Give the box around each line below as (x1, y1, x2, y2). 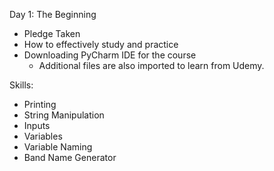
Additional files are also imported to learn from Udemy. (38, 60, 265, 71)
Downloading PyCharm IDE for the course (23, 49, 197, 61)
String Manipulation (23, 109, 105, 121)
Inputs (23, 120, 51, 131)
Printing (23, 99, 57, 110)
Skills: (9, 79, 34, 91)
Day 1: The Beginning (9, 9, 97, 20)
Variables (23, 130, 63, 142)
